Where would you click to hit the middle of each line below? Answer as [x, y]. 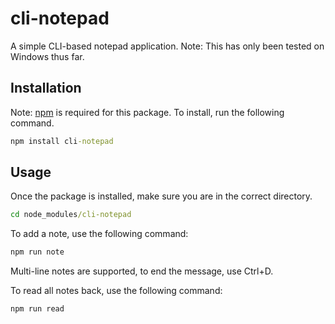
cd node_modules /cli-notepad [71, 215]
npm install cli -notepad [62, 141]
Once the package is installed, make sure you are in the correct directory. [161, 196]
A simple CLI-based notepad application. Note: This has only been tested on [167, 46]
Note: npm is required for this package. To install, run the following [147, 112]
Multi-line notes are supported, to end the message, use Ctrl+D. [142, 271]
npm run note [37, 252]
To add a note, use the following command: [99, 234]
